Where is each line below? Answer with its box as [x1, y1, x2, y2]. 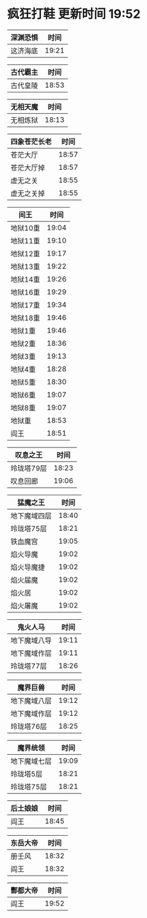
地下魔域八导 [10, 635, 53, 645]
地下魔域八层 [10, 696, 53, 706]
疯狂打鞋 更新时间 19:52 [7, 6, 141, 22]
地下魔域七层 [10, 756, 53, 766]
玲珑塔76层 [10, 721, 47, 731]
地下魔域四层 [10, 511, 53, 521]
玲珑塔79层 [10, 463, 47, 473]
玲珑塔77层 [10, 661, 47, 671]
